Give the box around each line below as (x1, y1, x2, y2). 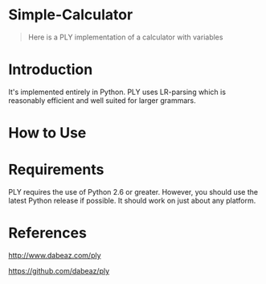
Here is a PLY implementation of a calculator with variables (27, 32, 223, 42)
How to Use (8, 124, 87, 142)
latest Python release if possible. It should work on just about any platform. (8, 196, 256, 205)
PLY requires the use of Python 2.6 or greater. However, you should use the (8, 187, 259, 196)
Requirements (8, 161, 104, 179)
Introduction (8, 60, 93, 79)
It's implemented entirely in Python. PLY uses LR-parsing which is (8, 87, 227, 97)
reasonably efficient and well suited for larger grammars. (8, 95, 196, 105)
